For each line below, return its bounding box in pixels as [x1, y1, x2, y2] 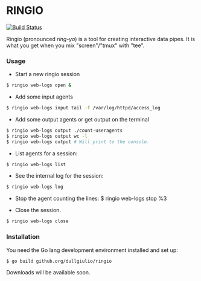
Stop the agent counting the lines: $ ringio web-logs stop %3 [14, 195, 167, 202]
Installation [6, 233, 40, 241]
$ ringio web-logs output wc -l [6, 133, 88, 139]
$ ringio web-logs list [6, 161, 66, 167]
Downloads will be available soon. [6, 269, 91, 276]
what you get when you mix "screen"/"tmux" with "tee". [6, 42, 145, 49]
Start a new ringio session [14, 71, 80, 78]
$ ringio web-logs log [6, 184, 63, 190]
